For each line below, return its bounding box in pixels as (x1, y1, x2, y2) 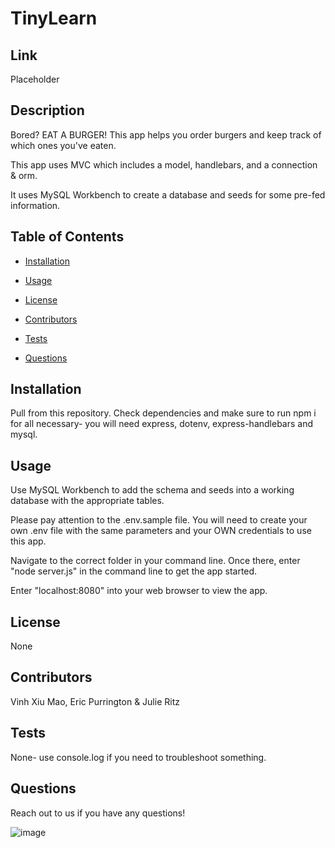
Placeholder (10, 73, 60, 85)
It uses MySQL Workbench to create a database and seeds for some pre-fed (10, 188, 326, 201)
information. (10, 199, 61, 211)
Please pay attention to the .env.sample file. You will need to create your (10, 514, 308, 526)
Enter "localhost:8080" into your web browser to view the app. (10, 585, 268, 597)
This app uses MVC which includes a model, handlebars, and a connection (10, 158, 318, 171)
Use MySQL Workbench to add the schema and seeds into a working (10, 484, 295, 496)
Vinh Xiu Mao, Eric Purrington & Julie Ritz (10, 695, 180, 707)
